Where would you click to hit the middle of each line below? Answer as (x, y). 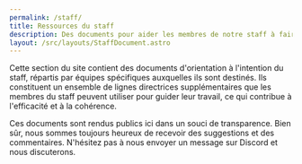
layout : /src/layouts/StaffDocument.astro (90, 43)
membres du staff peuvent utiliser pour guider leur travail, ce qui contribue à (151, 97)
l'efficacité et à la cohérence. (63, 106)
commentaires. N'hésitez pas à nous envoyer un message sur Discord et (144, 142)
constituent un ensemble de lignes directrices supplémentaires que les (140, 87)
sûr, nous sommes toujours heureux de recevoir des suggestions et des (142, 133)
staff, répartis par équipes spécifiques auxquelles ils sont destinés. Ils (138, 78)
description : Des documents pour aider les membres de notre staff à (142, 34)
